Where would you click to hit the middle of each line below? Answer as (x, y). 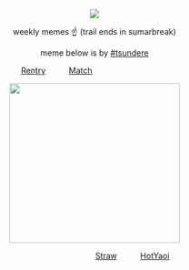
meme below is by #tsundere (94, 53)
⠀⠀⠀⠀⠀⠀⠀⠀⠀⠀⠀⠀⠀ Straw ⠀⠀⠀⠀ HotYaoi (94, 256)
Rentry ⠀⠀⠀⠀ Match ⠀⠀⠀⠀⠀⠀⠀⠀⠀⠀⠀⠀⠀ (94, 70)
